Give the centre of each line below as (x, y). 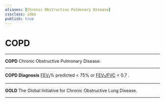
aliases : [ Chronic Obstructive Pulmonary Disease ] (58, 10)
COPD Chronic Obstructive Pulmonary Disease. (53, 61)
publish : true (20, 19)
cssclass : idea (21, 14)
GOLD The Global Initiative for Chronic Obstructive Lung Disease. (71, 91)
